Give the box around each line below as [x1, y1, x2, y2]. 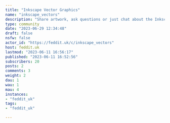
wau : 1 [5, 82, 19, 87]
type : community [5, 21, 39, 27]
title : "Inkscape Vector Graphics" [5, 7, 80, 13]
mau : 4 [5, 87, 19, 92]
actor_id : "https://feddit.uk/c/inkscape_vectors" [5, 40, 114, 45]
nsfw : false [5, 36, 30, 41]
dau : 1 [5, 78, 19, 83]
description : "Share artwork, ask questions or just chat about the [5, 17, 153, 22]
